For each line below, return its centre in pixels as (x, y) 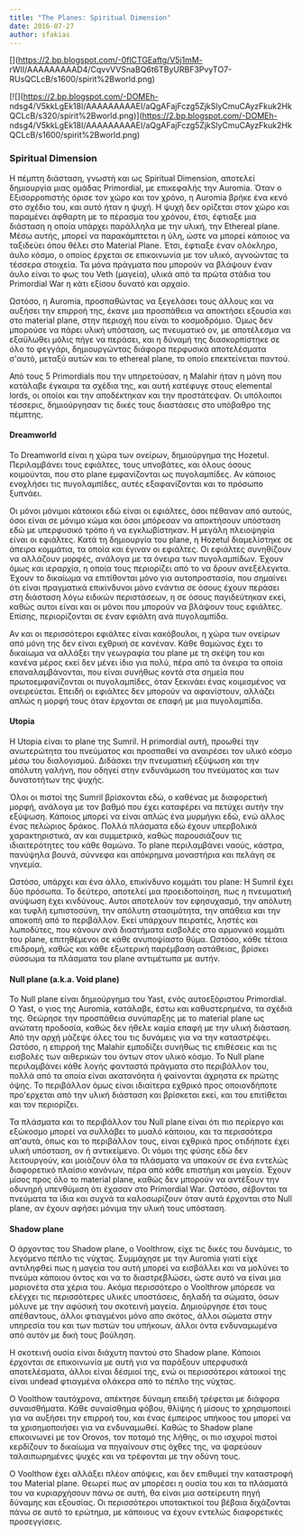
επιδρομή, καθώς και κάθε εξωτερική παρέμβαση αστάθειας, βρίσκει (139, 949)
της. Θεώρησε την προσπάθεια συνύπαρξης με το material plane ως (137, 1018)
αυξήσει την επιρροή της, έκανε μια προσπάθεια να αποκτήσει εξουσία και (150, 310)
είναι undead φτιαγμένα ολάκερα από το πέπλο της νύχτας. (123, 1382)
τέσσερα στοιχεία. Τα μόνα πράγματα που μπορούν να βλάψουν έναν (141, 264)
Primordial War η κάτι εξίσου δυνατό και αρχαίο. (100, 283)
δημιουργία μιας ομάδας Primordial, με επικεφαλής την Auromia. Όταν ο (146, 188)
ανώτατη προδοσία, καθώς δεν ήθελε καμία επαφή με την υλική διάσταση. (151, 1028)
